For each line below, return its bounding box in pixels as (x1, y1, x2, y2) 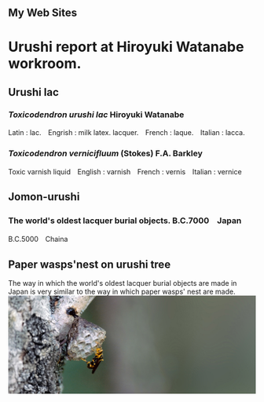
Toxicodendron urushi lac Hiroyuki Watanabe (8, 109, 185, 120)
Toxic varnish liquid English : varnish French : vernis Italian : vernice (8, 166, 242, 176)
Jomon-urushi (8, 190, 80, 203)
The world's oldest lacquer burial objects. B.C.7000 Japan (8, 215, 242, 226)
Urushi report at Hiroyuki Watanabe (8, 38, 244, 56)
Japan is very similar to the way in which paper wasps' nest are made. (8, 287, 236, 297)
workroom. (8, 54, 82, 72)
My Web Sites (8, 6, 78, 20)
